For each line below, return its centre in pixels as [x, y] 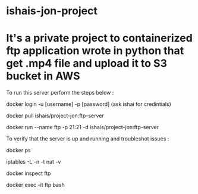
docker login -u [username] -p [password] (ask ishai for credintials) [89, 104]
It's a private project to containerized [100, 38]
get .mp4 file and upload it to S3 [87, 63]
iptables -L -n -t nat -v [34, 162]
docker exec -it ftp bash [36, 185]
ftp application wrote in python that [95, 51]
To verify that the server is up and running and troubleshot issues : [88, 139]
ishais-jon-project [52, 11]
